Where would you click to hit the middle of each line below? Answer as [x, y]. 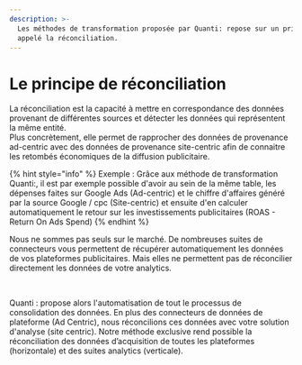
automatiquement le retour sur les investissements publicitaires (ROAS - [142, 213]
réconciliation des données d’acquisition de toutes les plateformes [132, 342]
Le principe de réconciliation [118, 83]
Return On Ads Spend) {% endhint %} [80, 222]
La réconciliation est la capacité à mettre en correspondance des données [147, 109]
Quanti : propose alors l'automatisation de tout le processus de [126, 303]
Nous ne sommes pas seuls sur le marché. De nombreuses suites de [136, 240]
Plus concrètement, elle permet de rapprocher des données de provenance [149, 137]
